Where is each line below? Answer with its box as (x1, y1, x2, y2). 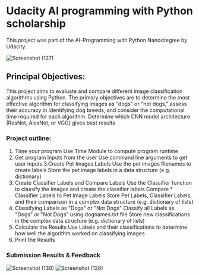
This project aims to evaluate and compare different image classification (6, 88, 183, 95)
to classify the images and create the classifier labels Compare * (14, 186, 173, 193)
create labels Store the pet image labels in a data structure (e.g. (14, 167, 170, 174)
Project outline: (6, 134, 52, 142)
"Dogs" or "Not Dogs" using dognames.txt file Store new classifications (14, 211, 190, 218)
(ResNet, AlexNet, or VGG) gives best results (6, 119, 116, 126)
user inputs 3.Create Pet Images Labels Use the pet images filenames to (14, 160, 192, 167)
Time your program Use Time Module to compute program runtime (14, 148, 179, 155)
